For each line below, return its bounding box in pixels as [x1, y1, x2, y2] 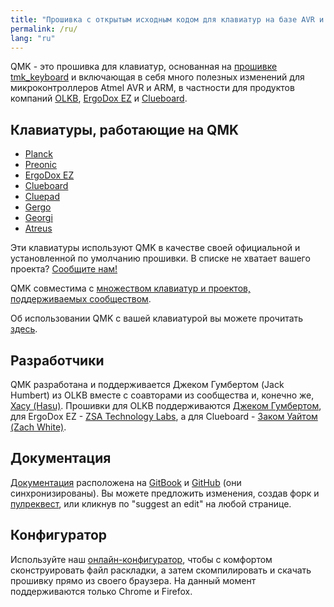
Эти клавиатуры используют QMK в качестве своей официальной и [10, 242, 301, 254]
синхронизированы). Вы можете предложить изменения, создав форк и [10, 487, 320, 499]
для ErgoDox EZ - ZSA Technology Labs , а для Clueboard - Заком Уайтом [10, 411, 318, 422]
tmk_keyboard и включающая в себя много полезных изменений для [10, 71, 305, 83]
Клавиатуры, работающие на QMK [10, 121, 240, 138]
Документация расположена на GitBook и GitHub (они [10, 476, 242, 488]
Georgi [24, 212, 53, 224]
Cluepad [24, 191, 60, 203]
